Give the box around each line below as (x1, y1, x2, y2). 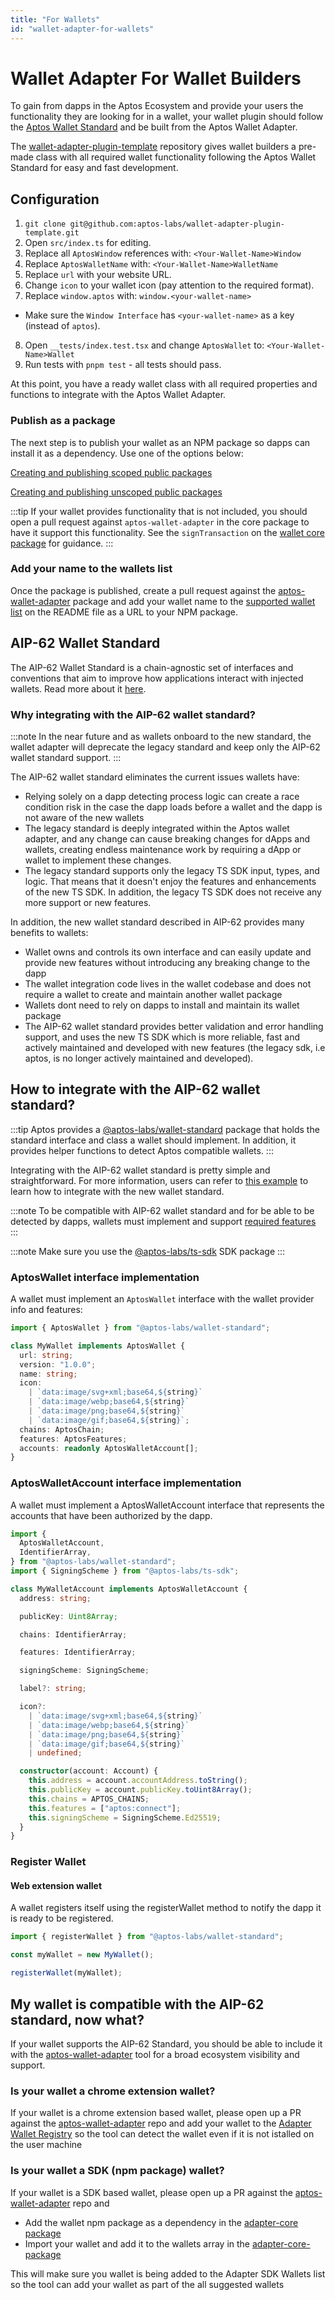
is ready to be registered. (10, 1912, 114, 1925)
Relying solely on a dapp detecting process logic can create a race (24, 790, 300, 802)
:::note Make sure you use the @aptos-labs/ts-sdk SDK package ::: (10, 1245, 286, 1257)
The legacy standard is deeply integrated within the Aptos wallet (24, 822, 290, 834)
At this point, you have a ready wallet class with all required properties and (10, 378, 318, 390)
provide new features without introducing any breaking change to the (24, 956, 311, 968)
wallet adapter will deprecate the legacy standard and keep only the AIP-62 (10, 741, 321, 753)
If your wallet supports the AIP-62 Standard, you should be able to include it (10, 2037, 323, 2050)
